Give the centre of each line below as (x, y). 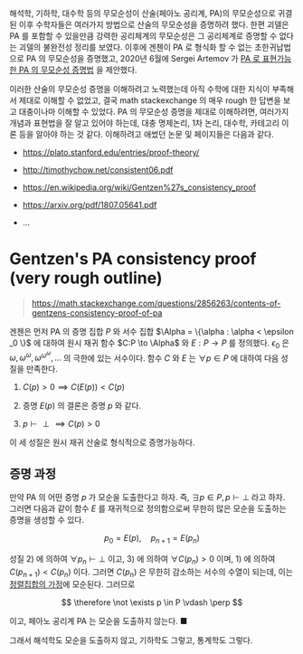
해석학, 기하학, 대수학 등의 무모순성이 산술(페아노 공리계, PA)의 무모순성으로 (142, 13)
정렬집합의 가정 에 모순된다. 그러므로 (72, 584)
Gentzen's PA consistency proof (133, 259)
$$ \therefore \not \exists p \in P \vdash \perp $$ (152, 602)
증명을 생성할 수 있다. (47, 520)
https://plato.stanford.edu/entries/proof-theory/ (111, 152)
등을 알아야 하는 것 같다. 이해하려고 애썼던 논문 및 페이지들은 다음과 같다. (146, 134)
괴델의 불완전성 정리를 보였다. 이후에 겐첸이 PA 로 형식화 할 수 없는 (136, 47)
